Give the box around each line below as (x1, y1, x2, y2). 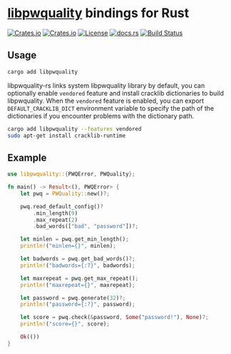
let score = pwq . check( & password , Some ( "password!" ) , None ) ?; (20, 314, 209, 321)
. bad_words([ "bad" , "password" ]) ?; (33, 223, 139, 230)
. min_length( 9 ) (33, 209, 78, 217)
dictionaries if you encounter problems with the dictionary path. (7, 111, 195, 120)
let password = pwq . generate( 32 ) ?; (20, 294, 126, 301)
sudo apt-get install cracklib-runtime (7, 132, 126, 139)
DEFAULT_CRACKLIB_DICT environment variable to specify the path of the (7, 103, 215, 112)
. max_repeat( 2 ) (33, 216, 78, 223)
